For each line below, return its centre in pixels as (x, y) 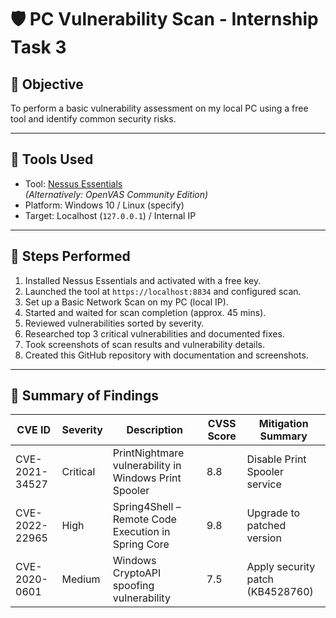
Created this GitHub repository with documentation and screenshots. (166, 355)
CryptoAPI (137, 573)
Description (154, 430)
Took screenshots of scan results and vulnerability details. (144, 344)
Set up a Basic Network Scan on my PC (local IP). (126, 302)
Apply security (281, 567)
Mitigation (283, 424)
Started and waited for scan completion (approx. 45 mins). (145, 312)
